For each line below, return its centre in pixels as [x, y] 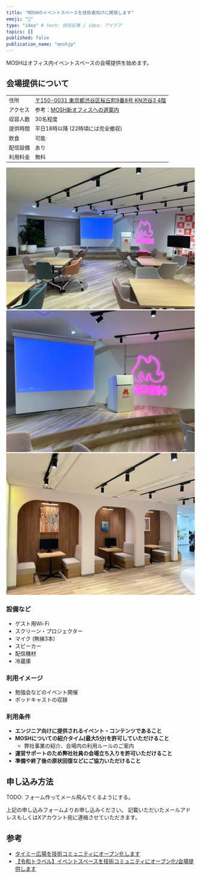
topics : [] [20, 32]
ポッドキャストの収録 [41, 700]
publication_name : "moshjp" [41, 44]
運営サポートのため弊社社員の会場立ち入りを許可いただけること [93, 753]
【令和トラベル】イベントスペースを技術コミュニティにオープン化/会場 [102, 861]
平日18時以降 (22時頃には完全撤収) [79, 128]
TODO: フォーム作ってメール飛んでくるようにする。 [70, 797]
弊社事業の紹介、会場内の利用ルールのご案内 [79, 746]
